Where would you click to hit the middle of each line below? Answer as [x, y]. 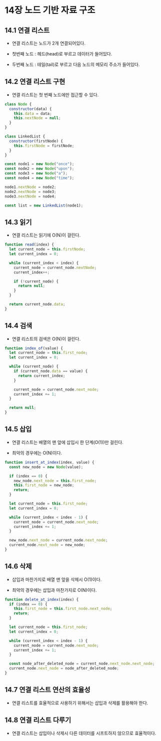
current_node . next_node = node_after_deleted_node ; [64, 668]
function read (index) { [29, 245]
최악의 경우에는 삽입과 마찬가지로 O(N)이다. [54, 590]
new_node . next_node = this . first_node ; [55, 480]
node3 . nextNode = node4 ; [30, 196]
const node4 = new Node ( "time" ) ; [39, 178]
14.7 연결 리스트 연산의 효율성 [47, 690]
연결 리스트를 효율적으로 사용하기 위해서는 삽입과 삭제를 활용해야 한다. [80, 702]
